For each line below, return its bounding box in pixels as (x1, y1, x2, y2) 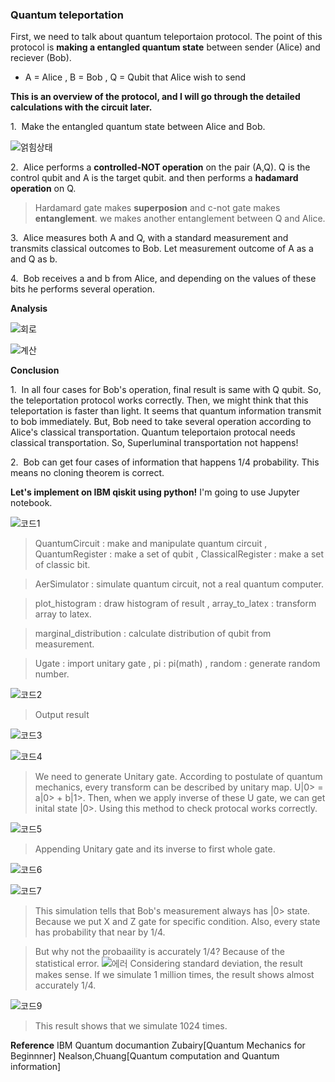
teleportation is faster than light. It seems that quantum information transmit (10, 405, 322, 417)
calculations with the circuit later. (10, 101, 153, 113)
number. (34, 668, 70, 680)
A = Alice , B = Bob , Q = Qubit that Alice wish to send (24, 71, 247, 83)
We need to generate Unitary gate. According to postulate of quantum (34, 771, 323, 783)
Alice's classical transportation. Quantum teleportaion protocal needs (10, 426, 296, 438)
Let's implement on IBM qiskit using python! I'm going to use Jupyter (10, 486, 300, 498)
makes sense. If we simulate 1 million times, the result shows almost (34, 969, 315, 981)
